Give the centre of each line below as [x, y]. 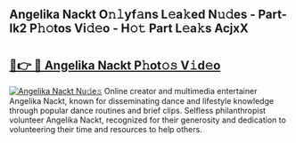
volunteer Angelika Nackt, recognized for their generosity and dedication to [148, 120]
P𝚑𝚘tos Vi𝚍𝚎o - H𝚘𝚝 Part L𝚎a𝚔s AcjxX [139, 29]
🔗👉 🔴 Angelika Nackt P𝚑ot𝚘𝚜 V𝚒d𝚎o [115, 65]
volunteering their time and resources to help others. [106, 129]
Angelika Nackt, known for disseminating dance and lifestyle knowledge [142, 101]
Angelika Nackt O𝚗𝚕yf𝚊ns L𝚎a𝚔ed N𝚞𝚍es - [132, 15]
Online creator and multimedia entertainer [181, 91]
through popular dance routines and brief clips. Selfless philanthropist [137, 111]
